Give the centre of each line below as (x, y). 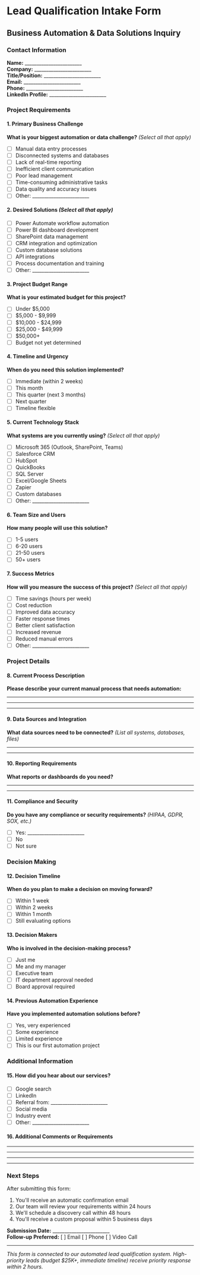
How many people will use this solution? (57, 528)
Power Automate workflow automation (62, 223)
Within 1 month (34, 914)
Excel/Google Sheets (41, 480)
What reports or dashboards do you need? (60, 776)
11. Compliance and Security (42, 801)
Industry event (33, 1115)
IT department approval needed (54, 980)
